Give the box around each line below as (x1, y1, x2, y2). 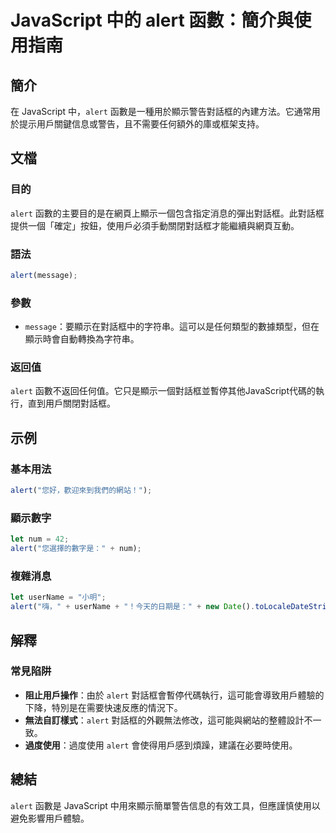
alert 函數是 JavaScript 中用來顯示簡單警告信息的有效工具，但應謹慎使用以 (10, 799, 321, 811)
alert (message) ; (10, 270, 78, 280)
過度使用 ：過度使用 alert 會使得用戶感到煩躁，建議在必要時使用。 (24, 739, 298, 751)
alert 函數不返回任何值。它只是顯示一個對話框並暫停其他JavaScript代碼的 (10, 385, 316, 397)
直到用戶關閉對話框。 (27, 397, 116, 410)
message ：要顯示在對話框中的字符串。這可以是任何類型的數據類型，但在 (24, 321, 320, 333)
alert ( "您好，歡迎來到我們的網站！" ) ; (10, 486, 153, 496)
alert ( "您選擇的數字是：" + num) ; (10, 544, 142, 554)
